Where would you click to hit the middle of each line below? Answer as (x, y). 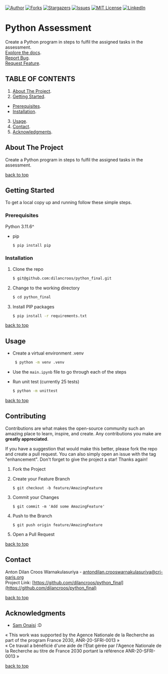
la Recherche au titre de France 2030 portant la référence (65, 651)
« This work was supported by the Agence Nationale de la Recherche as (80, 635)
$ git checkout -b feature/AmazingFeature (57, 488)
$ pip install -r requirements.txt (50, 316)
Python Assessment (48, 28)
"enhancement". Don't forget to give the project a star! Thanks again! (76, 459)
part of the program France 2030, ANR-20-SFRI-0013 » (62, 640)
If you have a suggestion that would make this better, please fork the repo (81, 448)
